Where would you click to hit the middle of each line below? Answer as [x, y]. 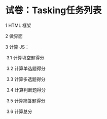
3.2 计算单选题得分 [26, 68]
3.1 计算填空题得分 [25, 57]
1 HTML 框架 [18, 25]
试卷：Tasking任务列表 [53, 10]
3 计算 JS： [17, 47]
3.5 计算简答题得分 [26, 101]
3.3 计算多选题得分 [26, 79]
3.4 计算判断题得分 [26, 90]
